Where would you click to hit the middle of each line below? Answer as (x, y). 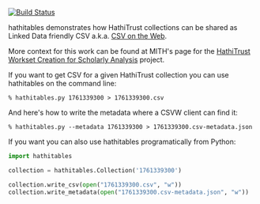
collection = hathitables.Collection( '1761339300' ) (95, 170)
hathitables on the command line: (62, 83)
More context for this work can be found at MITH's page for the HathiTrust (129, 51)
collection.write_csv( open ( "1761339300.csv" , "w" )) (95, 185)
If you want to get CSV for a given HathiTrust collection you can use (119, 75)
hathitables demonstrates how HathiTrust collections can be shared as (123, 27)
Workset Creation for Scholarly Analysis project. (87, 60)
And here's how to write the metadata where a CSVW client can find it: (123, 112)
